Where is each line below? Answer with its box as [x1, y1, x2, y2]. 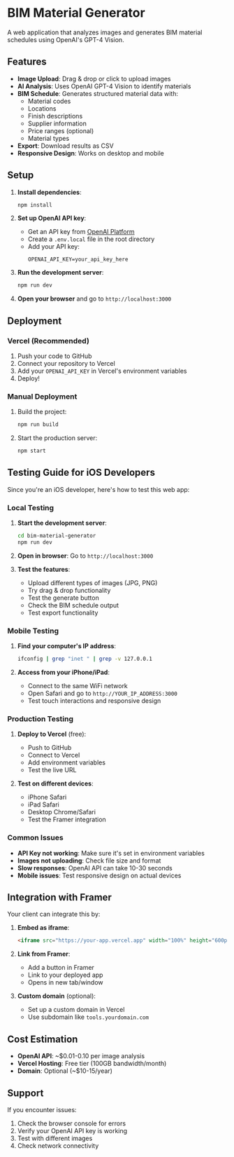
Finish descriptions [27, 111, 83, 120]
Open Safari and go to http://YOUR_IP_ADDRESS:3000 [27, 689, 178, 698]
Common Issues [7, 833, 64, 842]
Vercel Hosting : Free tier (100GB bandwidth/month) [17, 1060, 167, 1068]
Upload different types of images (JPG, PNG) [27, 578, 158, 587]
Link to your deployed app [27, 971, 103, 979]
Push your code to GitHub [17, 352, 92, 360]
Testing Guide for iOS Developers [7, 467, 156, 479]
